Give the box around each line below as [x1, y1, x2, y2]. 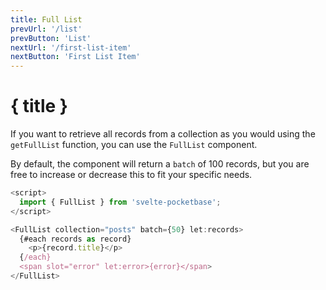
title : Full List [10, 14, 83, 25]
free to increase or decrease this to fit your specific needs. [10, 169, 253, 181]
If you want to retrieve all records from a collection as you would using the [10, 128, 316, 140]
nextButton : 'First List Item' [10, 52, 141, 62]
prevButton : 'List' [10, 33, 92, 43]
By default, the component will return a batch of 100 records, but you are [10, 158, 310, 170]
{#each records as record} [19, 234, 132, 244]
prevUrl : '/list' [10, 24, 83, 34]
